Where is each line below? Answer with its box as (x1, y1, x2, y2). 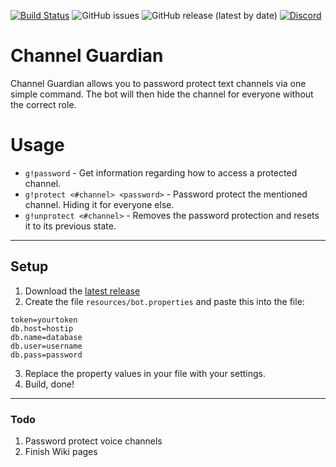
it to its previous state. (24, 220, 117, 232)
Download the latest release (24, 285, 141, 297)
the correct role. (10, 98, 77, 110)
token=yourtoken (10, 315, 78, 325)
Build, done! (24, 378, 75, 390)
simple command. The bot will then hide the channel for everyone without (10, 88, 314, 100)
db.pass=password (10, 350, 83, 360)
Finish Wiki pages (24, 445, 98, 457)
